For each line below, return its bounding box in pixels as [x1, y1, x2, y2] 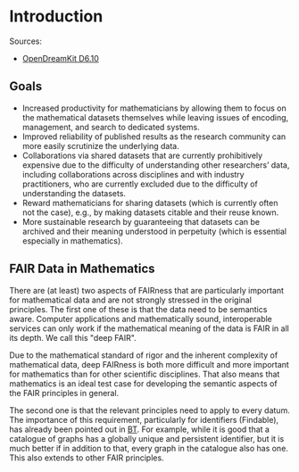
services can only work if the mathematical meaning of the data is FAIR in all [9, 323, 290, 334]
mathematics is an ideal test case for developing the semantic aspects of [9, 377, 278, 389]
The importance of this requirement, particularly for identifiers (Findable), [9, 414, 279, 425]
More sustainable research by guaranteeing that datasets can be [21, 216, 261, 227]
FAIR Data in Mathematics [9, 261, 155, 277]
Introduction [9, 6, 104, 27]
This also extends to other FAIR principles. [9, 452, 164, 463]
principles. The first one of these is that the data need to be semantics [9, 303, 268, 314]
